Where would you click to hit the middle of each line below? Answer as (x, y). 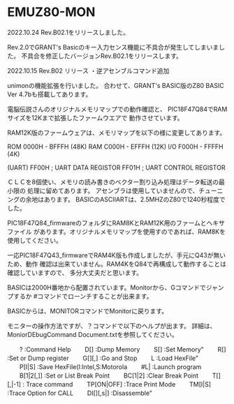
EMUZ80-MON (51, 12)
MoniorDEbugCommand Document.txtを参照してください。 (93, 334)
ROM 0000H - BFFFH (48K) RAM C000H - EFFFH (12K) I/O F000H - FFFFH (115, 147)
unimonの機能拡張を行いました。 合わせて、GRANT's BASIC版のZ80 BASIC (116, 85)
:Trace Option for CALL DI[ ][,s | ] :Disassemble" (80, 393)
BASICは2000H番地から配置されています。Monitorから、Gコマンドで (107, 287)
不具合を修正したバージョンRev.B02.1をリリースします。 (102, 56)
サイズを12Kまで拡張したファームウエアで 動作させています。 (95, 118)
